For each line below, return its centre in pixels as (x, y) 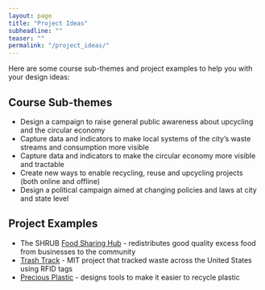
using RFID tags (46, 268)
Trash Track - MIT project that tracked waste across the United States (136, 260)
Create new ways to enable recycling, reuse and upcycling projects (131, 173)
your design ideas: (39, 77)
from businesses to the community (78, 251)
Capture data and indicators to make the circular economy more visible (138, 155)
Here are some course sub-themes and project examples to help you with (130, 68)
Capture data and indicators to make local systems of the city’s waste (135, 138)
